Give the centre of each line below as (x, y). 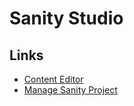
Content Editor (53, 79)
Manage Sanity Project (70, 90)
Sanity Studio (66, 18)
